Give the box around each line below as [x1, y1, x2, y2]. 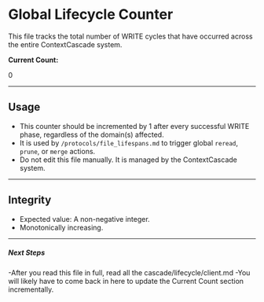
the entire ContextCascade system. [8, 39, 123, 49]
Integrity [8, 193, 52, 207]
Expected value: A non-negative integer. [19, 214, 151, 223]
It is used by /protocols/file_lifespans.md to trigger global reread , [19, 138, 238, 147]
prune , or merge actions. [19, 146, 96, 156]
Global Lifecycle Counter [8, 6, 174, 24]
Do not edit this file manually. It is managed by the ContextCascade [19, 155, 237, 164]
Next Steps [8, 248, 46, 257]
